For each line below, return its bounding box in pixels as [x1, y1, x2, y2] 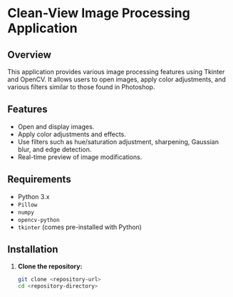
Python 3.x [17, 192, 50, 201]
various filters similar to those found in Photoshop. [7, 83, 155, 91]
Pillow [17, 201, 38, 208]
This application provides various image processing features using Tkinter [7, 68, 225, 76]
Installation [7, 243, 58, 256]
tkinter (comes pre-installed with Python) [17, 223, 143, 231]
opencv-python [17, 216, 60, 223]
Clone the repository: [17, 262, 83, 271]
